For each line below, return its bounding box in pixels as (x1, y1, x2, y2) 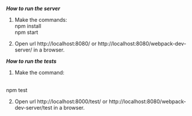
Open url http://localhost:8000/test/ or (14, 98, 107, 105)
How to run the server (6, 5, 60, 12)
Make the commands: (14, 16, 68, 23)
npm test (6, 87, 28, 93)
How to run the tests (6, 58, 57, 64)
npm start (14, 29, 38, 36)
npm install (14, 23, 42, 29)
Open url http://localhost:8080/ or (14, 40, 97, 47)
